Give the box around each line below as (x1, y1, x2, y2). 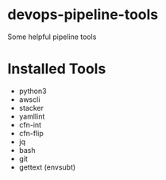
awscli (18, 94, 41, 104)
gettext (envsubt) (18, 162, 76, 172)
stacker (18, 103, 44, 112)
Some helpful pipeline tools (7, 32, 97, 41)
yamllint (18, 112, 45, 121)
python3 (18, 86, 47, 96)
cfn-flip (18, 128, 44, 138)
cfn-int (18, 119, 41, 129)
